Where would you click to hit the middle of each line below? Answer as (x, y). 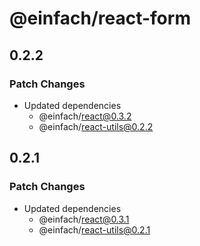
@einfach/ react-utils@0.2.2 (96, 126)
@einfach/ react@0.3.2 (85, 116)
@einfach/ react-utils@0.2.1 (94, 229)
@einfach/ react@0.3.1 (84, 219)
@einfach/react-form (100, 18)
